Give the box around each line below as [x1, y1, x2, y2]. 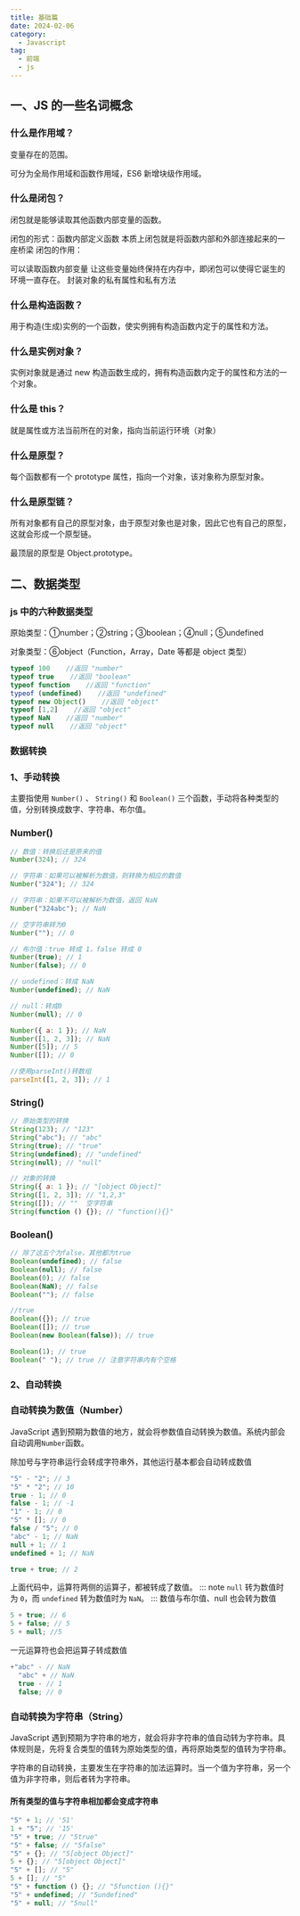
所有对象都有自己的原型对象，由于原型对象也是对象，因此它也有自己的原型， [10, 518, 291, 529]
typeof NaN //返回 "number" [10, 714, 124, 723]
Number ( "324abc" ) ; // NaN [10, 904, 106, 913]
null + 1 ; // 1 [10, 1540, 67, 1550]
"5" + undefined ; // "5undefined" [10, 1890, 139, 1899]
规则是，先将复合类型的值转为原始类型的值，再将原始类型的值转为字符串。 [17, 1743, 291, 1754]
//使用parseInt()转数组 [10, 1067, 92, 1076]
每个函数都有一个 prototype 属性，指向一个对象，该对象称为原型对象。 [10, 472, 270, 482]
